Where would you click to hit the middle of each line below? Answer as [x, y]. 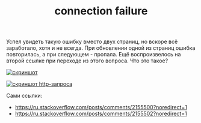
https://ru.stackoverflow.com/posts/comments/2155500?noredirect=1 [101, 107]
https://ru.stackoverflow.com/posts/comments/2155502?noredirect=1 [101, 114]
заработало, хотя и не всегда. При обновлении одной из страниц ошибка [101, 48]
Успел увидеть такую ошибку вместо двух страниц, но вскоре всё [92, 42]
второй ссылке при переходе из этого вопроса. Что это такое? [87, 61]
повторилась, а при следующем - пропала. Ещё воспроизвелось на [94, 55]
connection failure [101, 11]
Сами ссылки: [24, 96]
